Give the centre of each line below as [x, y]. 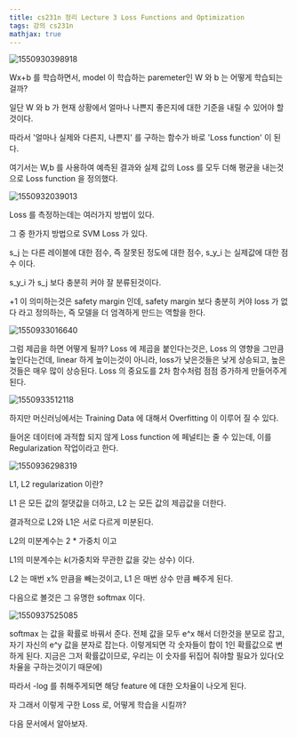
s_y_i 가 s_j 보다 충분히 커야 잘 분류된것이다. [85, 283]
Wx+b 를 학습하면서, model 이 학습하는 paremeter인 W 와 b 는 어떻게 [131, 77]
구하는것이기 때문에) [68, 667]
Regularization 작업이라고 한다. [64, 448]
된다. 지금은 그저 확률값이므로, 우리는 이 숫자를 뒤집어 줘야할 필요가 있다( [151, 656]
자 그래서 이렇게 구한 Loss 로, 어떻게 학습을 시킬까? [98, 705]
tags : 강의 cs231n [41, 26]
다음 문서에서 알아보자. [48, 724]
